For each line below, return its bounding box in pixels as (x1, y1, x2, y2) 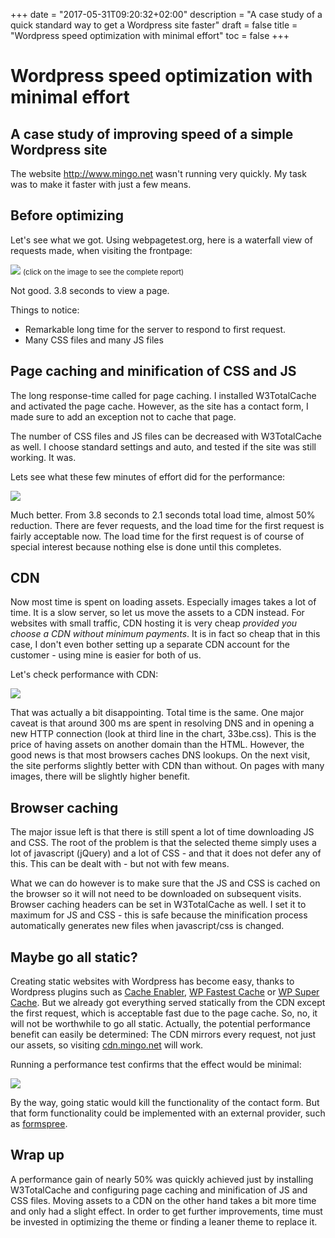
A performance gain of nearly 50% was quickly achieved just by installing (10, 1173, 314, 1185)
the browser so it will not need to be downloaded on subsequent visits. (10, 888, 302, 900)
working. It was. (10, 451, 77, 463)
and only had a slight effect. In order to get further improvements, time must (10, 1205, 323, 1217)
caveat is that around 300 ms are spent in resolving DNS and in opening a (10, 717, 315, 729)
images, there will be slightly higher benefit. (10, 770, 191, 783)
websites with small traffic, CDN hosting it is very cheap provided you (10, 617, 298, 629)
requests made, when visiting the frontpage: (10, 244, 193, 256)
